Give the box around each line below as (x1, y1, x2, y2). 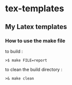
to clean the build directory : (5, 66, 63, 72)
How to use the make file (5, 37, 66, 44)
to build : (5, 48, 23, 54)
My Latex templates (5, 23, 68, 31)
